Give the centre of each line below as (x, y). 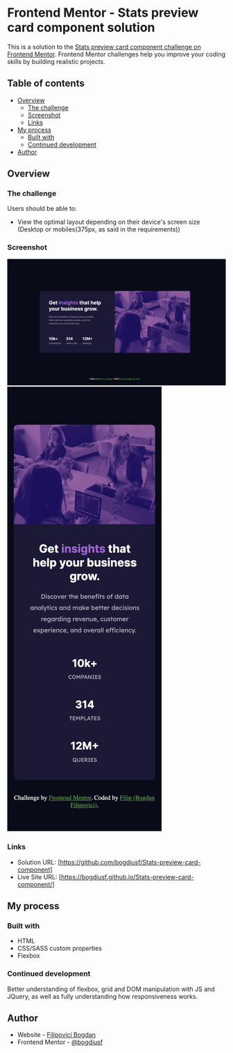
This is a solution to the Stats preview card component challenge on (104, 47)
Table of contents (46, 84)
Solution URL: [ (38, 862)
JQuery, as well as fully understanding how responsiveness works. (103, 996)
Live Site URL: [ (39, 876)
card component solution (81, 27)
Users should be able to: (42, 209)
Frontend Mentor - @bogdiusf (60, 1042)
